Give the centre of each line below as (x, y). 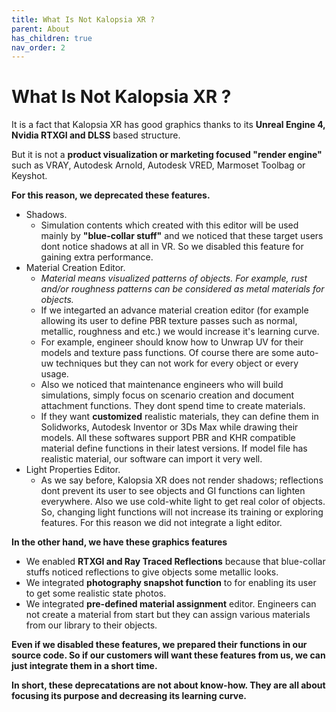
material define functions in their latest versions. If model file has (174, 448)
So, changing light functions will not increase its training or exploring (182, 512)
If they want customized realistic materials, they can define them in (179, 417)
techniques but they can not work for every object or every (177, 363)
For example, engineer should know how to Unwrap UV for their (172, 342)
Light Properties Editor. (73, 470)
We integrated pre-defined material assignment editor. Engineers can (171, 604)
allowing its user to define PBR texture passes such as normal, (169, 321)
